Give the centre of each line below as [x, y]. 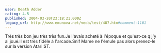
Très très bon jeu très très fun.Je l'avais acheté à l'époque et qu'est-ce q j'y [81, 36]
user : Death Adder [24, 9]
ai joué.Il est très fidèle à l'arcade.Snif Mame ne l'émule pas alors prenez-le [80, 42]
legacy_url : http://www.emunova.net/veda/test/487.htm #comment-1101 [76, 23]
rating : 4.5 [17, 14]
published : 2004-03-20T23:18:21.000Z [43, 18]
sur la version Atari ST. [28, 46]
